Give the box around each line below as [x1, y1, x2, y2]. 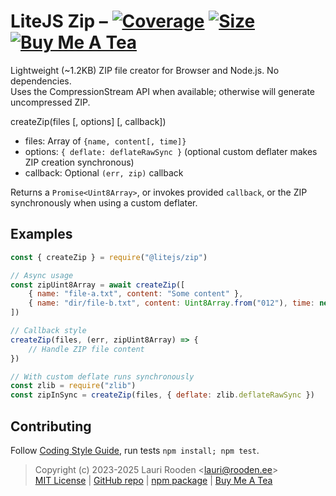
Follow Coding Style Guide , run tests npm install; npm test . [10, 444, 260, 456]
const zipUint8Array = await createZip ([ [10, 280, 186, 290]
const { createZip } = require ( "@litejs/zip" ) [10, 252, 208, 262]
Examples [10, 226, 73, 243]
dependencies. [10, 75, 72, 87]
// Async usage [10, 270, 74, 280]
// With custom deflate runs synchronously [10, 371, 195, 382]
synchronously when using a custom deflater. [10, 196, 198, 209]
